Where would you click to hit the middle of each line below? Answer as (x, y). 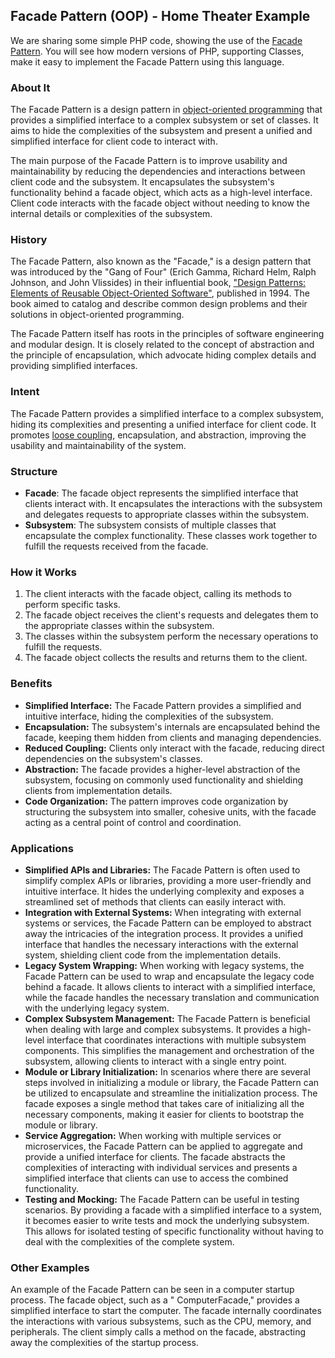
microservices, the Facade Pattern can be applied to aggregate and (163, 1146)
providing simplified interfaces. (74, 366)
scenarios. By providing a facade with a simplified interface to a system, (173, 1210)
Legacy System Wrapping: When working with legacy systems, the (164, 965)
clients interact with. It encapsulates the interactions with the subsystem (173, 503)
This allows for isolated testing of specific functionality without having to (174, 1231)
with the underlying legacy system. (97, 1008)
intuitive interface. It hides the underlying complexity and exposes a (164, 891)
